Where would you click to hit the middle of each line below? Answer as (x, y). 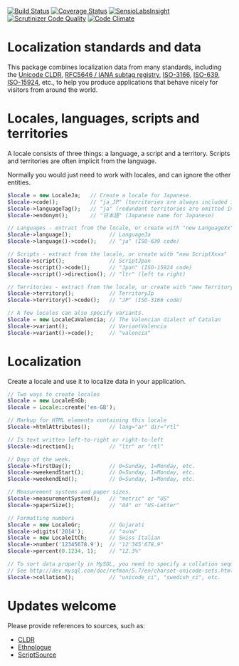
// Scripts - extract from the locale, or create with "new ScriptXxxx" (117, 254)
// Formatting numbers (41, 518)
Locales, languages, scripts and (103, 119)
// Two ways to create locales (54, 394)
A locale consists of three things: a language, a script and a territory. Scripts (119, 153)
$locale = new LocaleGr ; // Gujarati (76, 525)
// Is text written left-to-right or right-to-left (85, 439)
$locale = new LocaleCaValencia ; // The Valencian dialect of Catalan (114, 320)
